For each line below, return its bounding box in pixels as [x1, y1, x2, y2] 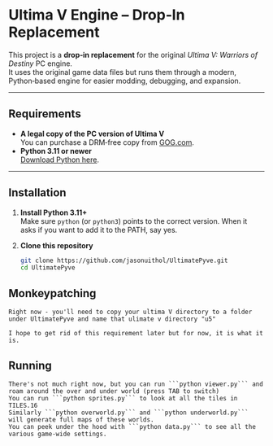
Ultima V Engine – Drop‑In [8, 6, 185, 24]
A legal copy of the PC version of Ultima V [19, 129, 165, 138]
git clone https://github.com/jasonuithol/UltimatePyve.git [19, 256, 228, 265]
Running [8, 358, 53, 372]
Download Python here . [19, 155, 100, 164]
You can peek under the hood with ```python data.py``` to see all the [8, 422, 256, 431]
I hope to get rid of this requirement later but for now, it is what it [8, 330, 264, 338]
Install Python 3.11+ [19, 208, 88, 217]
